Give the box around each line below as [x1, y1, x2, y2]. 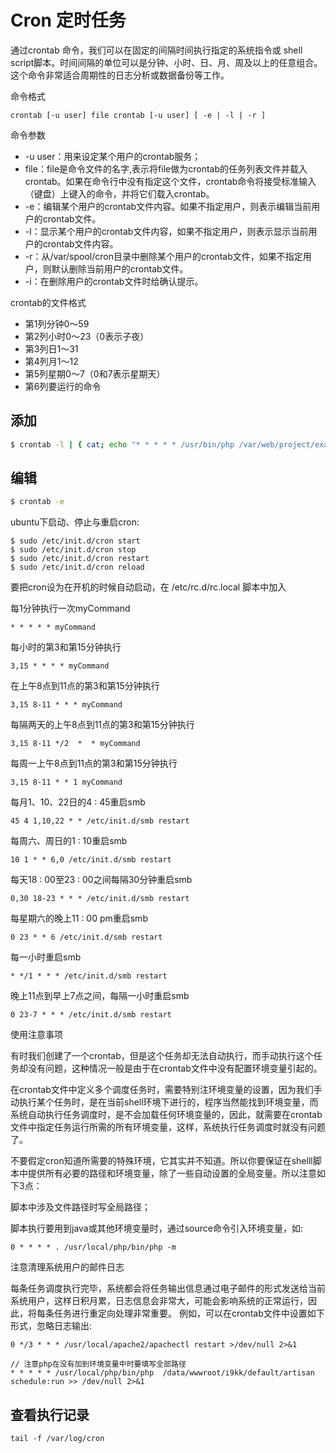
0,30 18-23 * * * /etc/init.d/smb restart [10, 894, 190, 904]
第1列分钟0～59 [24, 317, 90, 330]
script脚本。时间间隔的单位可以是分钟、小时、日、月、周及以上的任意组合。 [10, 56, 323, 68]
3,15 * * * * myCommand [10, 661, 110, 671]
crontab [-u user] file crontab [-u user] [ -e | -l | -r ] [10, 110, 267, 120]
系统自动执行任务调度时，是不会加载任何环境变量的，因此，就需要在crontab [10, 1109, 323, 1121]
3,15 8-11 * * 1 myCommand [10, 777, 123, 788]
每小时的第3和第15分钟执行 [10, 641, 122, 653]
